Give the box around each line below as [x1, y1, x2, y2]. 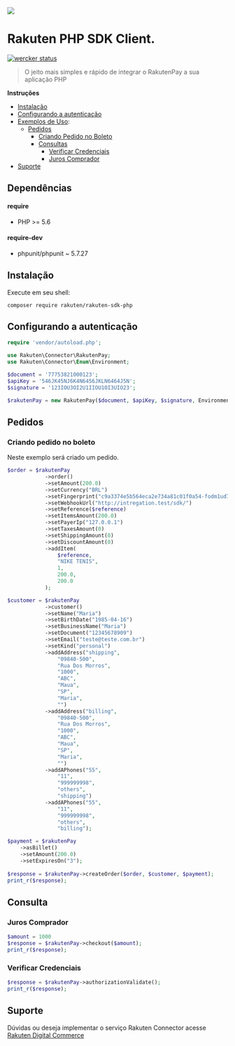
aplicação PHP [24, 75, 67, 83]
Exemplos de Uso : [17, 117, 70, 126]
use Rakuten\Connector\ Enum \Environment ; [7, 358, 130, 366]
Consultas [38, 140, 68, 148]
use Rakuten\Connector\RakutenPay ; [7, 352, 111, 359]
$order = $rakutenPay [7, 467, 71, 474]
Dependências [7, 182, 72, 194]
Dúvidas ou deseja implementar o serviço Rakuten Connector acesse [7, 1024, 206, 1032]
